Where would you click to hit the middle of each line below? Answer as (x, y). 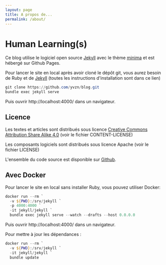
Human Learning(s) (46, 44)
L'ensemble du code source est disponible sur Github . (61, 159)
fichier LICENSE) (22, 150)
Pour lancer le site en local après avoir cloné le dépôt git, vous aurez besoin (83, 73)
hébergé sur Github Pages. (33, 63)
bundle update (24, 257)
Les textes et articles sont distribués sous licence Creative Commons (76, 129)
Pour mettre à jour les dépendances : (43, 234)
